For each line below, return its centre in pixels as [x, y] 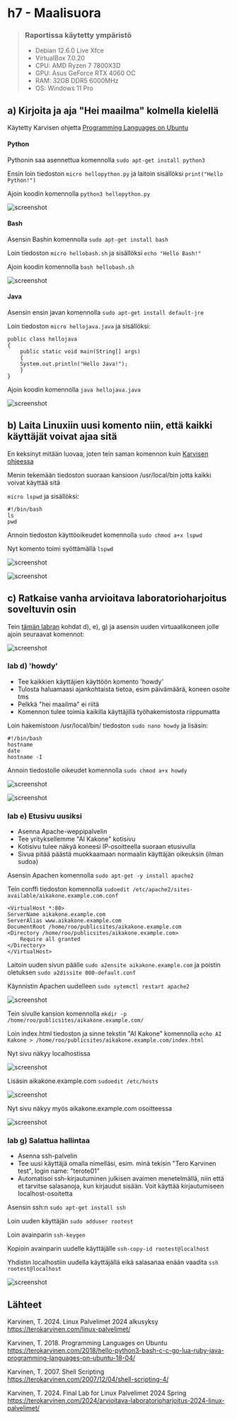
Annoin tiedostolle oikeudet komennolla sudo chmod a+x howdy [97, 770]
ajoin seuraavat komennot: [46, 634]
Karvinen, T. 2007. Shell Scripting [56, 1372]
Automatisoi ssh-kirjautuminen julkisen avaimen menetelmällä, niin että [121, 1179]
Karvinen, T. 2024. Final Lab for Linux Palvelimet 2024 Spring [97, 1393]
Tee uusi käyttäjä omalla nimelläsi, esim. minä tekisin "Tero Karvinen [117, 1164]
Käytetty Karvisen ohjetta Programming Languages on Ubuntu [98, 128]
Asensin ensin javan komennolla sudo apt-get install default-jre [105, 312]
